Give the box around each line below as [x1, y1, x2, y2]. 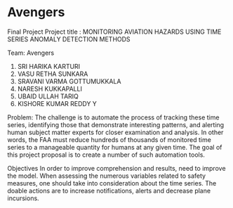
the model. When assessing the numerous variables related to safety [7, 171, 206, 180]
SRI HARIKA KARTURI [17, 62, 81, 70]
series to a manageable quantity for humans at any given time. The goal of [7, 143, 222, 151]
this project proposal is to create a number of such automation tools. [7, 150, 206, 159]
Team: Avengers [7, 48, 55, 57]
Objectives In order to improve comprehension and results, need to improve [7, 164, 226, 172]
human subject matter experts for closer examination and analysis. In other [7, 128, 224, 136]
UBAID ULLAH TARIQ [17, 92, 79, 100]
